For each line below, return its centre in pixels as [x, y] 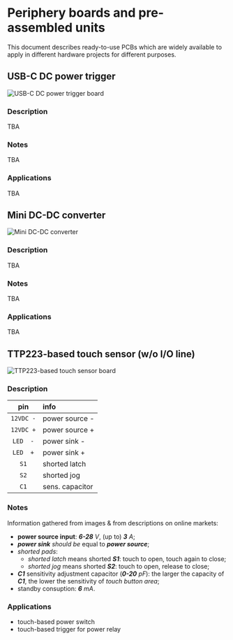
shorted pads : [37, 551]
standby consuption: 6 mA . [56, 588]
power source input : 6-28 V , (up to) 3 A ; [76, 537]
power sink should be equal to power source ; [83, 544]
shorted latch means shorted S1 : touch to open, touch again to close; [127, 559]
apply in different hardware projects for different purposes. [92, 54]
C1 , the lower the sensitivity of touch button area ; [88, 581]
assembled [40, 28]
